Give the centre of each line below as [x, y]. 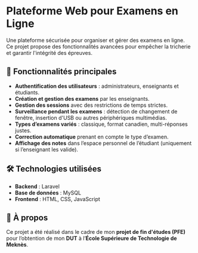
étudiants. [27, 92]
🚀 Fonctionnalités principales [61, 72]
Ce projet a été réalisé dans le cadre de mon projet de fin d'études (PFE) [96, 232]
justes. [23, 130]
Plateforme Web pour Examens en [92, 11]
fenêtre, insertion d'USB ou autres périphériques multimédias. [91, 118]
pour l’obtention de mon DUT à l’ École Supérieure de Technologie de [92, 238]
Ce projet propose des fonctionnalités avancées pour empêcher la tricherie [98, 47]
